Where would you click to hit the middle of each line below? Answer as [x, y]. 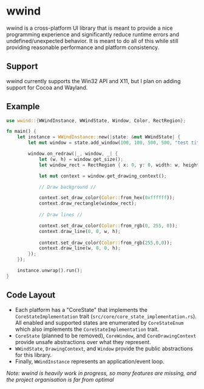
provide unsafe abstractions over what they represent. [83, 342]
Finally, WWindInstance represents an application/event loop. [90, 361]
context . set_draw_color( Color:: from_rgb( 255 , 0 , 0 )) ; [105, 243]
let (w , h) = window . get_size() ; [81, 159]
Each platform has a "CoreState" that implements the [81, 310]
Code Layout [31, 295]
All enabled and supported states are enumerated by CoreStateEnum [99, 322]
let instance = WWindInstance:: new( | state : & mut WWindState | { [99, 137]
